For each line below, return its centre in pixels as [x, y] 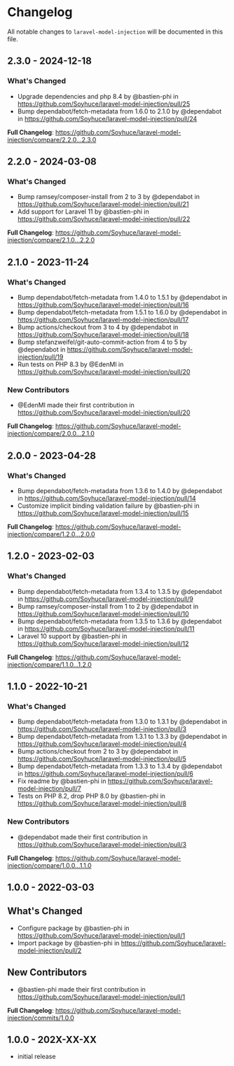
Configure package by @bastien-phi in [73, 928]
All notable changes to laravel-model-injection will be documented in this [115, 32]
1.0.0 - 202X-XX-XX [52, 1040]
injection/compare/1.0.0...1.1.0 [49, 865]
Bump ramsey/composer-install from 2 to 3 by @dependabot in [109, 197]
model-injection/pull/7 [49, 789]
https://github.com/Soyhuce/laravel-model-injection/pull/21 [103, 205]
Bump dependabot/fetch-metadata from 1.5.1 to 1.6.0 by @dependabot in [122, 312]
